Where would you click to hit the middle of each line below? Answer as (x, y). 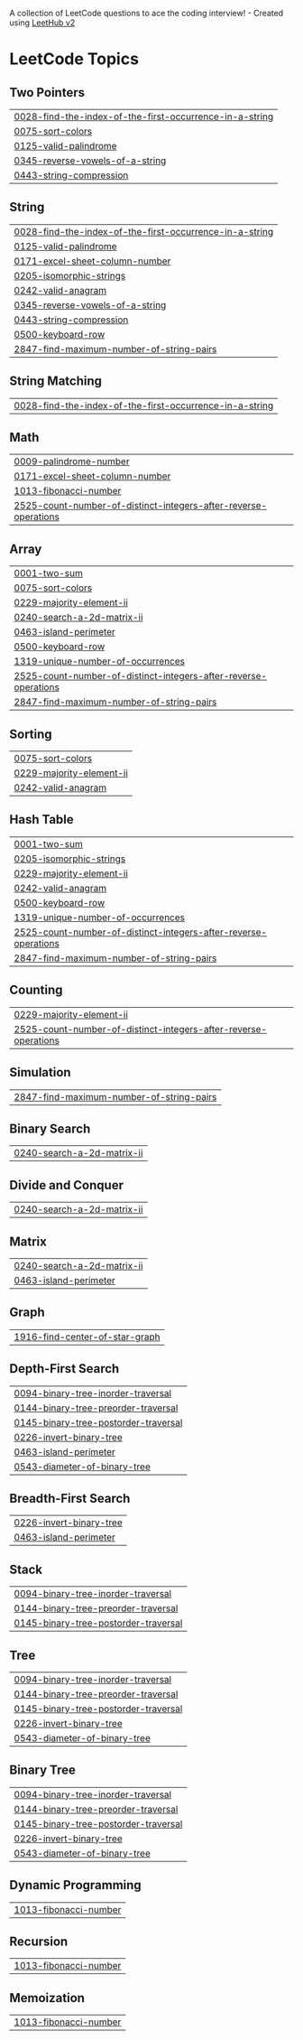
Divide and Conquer (67, 1185)
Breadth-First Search (70, 1498)
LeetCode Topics (74, 59)
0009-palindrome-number (72, 461)
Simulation (40, 1072)
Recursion (39, 1942)
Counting (36, 990)
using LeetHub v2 (42, 23)
